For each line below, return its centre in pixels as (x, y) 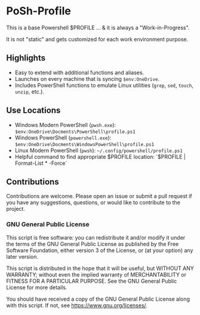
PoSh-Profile (39, 11)
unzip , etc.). (30, 92)
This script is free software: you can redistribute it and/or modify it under (96, 237)
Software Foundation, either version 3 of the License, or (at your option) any (100, 250)
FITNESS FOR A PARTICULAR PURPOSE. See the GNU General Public (92, 281)
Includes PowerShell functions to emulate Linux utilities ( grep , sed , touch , (104, 85)
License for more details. (37, 287)
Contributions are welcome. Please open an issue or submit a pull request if (99, 196)
